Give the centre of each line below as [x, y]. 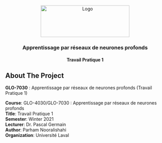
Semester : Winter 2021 [30, 119]
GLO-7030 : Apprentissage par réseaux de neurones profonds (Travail [79, 88]
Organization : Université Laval [37, 135]
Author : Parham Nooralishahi [36, 130]
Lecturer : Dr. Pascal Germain [36, 125]
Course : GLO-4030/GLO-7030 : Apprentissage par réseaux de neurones [81, 103]
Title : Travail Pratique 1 [29, 114]
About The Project [35, 75]
